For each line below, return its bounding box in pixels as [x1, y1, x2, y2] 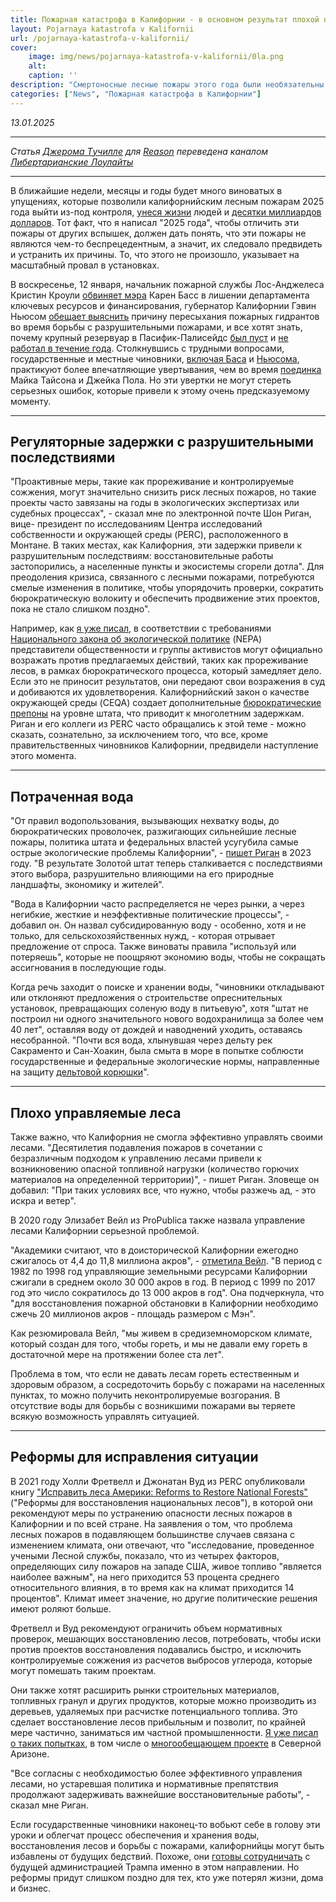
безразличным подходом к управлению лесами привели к [10, 1152, 262, 1165]
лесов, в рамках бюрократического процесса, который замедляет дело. [10, 665, 322, 677]
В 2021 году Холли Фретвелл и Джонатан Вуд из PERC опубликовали [10, 1475, 306, 1487]
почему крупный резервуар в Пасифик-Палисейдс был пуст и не [10, 331, 289, 343]
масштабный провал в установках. [10, 259, 160, 271]
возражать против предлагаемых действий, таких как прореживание [10, 654, 309, 666]
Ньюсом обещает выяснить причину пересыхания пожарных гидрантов [10, 310, 320, 322]
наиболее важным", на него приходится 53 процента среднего [10, 1571, 280, 1583]
